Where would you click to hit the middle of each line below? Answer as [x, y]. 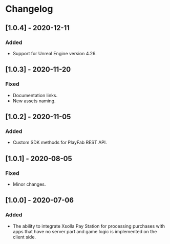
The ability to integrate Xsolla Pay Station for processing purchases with [89, 226]
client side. [24, 237]
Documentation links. [35, 95]
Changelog [29, 9]
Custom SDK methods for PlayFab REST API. [60, 142]
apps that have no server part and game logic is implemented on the [85, 231]
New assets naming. [34, 101]
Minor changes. [29, 184]
